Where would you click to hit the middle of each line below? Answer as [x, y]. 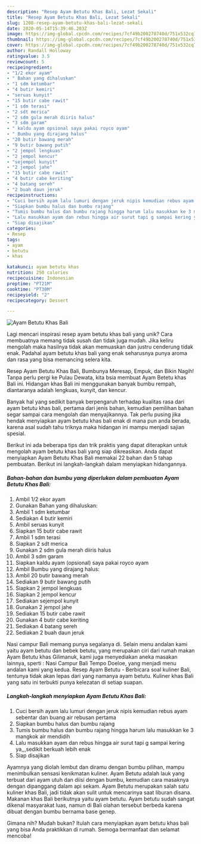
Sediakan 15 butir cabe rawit [50, 614]
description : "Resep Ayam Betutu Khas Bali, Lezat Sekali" [82, 12]
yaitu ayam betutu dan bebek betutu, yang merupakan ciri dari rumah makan [101, 651]
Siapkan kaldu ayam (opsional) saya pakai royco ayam [82, 563]
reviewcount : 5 [26, 62]
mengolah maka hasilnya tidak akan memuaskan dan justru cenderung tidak [100, 347]
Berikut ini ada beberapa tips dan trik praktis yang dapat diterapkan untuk [97, 445]
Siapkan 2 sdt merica [41, 544]
